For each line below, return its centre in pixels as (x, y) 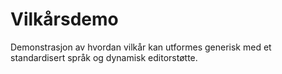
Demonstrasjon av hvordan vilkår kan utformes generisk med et (141, 47)
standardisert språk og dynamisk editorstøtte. (104, 57)
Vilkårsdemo (64, 19)
